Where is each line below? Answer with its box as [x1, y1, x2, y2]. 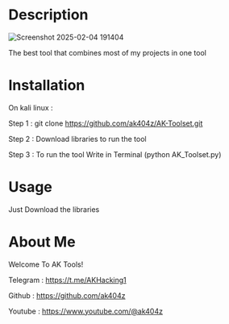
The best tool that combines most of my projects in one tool [8, 48, 207, 57]
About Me [8, 233, 76, 251]
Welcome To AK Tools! [8, 260, 84, 269]
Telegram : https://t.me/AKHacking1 [8, 275, 127, 285]
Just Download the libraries [8, 204, 100, 214]
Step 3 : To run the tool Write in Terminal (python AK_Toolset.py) [8, 149, 222, 159]
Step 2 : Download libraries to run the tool [8, 134, 147, 143]
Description [8, 6, 89, 24]
